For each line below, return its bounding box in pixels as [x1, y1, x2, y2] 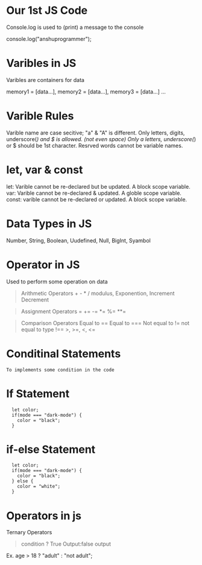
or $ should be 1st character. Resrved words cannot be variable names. [6, 142, 183, 149]
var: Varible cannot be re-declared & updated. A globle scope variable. [6, 189, 182, 197]
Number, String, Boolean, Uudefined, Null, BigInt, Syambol [6, 236, 151, 244]
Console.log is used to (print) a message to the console [6, 24, 144, 31]
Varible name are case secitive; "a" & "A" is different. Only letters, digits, [6, 129, 185, 136]
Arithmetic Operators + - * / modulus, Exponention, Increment [21, 289, 175, 297]
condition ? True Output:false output [21, 540, 112, 548]
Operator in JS [6, 257, 80, 271]
